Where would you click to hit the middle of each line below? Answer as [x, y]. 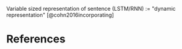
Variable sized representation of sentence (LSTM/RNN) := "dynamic [91, 9]
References [36, 39]
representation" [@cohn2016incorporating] [60, 15]
